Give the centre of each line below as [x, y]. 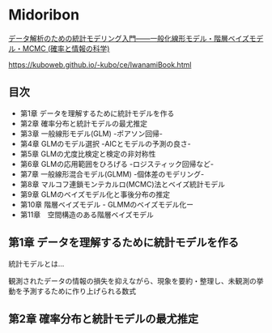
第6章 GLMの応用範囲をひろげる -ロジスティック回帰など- [117, 164]
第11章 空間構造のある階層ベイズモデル [87, 214]
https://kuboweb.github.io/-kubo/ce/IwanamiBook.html [100, 64]
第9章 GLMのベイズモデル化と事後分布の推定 [95, 194]
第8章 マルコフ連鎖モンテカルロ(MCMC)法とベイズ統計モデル [122, 184]
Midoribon [44, 15]
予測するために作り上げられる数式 [79, 291]
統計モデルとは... [36, 263]
